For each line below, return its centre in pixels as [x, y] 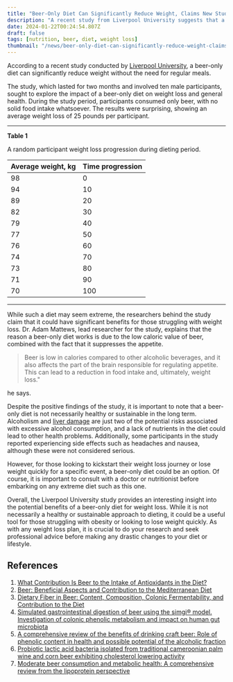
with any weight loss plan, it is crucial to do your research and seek [103, 529]
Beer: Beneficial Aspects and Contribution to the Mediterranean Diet [114, 590]
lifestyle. [19, 544]
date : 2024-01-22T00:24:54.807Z [54, 26]
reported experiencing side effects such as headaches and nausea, [103, 443]
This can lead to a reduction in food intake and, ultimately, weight [117, 372]
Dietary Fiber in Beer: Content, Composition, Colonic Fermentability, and [120, 597]
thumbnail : [23, 46]
